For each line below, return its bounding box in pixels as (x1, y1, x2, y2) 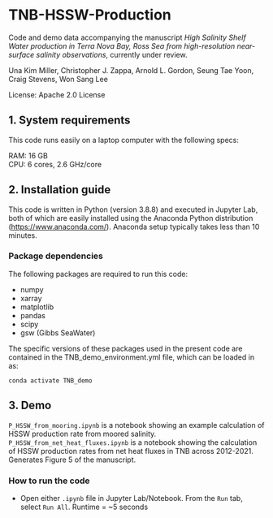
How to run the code (8, 475, 91, 486)
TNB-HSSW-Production (8, 6, 172, 24)
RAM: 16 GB (8, 150, 49, 160)
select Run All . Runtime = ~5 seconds (19, 502, 149, 512)
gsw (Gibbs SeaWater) (19, 327, 96, 338)
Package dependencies (8, 250, 103, 261)
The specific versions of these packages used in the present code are (8, 343, 243, 353)
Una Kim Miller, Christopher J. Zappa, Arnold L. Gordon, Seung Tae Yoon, (8, 65, 254, 75)
